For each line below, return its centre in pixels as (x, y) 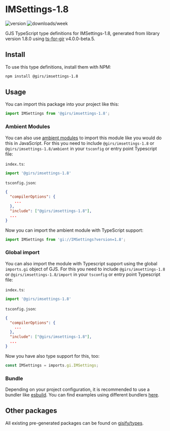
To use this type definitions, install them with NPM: (58, 67)
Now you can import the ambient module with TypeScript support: (74, 230)
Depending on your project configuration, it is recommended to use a (77, 389)
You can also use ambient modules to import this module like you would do (83, 138)
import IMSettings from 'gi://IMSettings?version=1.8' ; (65, 239)
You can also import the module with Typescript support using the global (81, 263)
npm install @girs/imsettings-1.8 (42, 76)
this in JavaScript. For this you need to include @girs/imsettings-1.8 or (80, 143)
